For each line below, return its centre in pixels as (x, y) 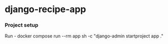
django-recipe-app (45, 9)
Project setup (21, 25)
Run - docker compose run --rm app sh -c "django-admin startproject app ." (84, 36)
